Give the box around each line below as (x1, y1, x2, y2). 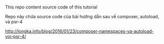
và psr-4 (5, 19, 23, 24)
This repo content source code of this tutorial (5, 4, 98, 10)
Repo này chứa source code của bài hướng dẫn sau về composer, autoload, (5, 14, 160, 19)
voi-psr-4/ (5, 34, 26, 39)
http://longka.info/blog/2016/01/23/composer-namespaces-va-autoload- (5, 28, 154, 34)
